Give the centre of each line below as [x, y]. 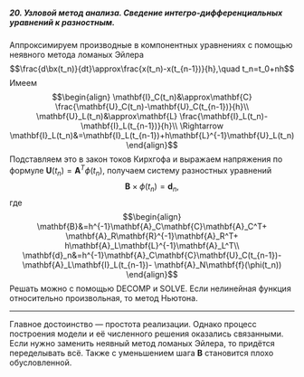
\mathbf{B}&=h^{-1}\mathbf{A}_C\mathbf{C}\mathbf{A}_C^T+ [152, 227]
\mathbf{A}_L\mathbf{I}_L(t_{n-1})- [87, 265]
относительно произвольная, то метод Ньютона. [104, 298]
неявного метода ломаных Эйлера [77, 54]
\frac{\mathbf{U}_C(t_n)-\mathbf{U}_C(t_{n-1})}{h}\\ [152, 106]
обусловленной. [41, 363]
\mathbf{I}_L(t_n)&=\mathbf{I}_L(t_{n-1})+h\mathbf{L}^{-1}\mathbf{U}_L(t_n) [152, 135]
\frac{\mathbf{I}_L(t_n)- [224, 116]
